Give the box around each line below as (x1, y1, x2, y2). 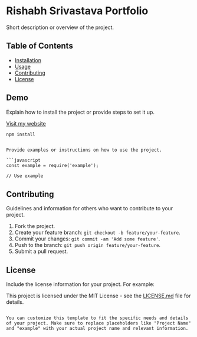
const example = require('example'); (6, 163, 99, 169)
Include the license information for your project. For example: (6, 281, 155, 288)
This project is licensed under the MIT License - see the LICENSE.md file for (6, 292, 191, 300)
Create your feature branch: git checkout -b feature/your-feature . (14, 229, 181, 236)
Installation (14, 56, 42, 63)
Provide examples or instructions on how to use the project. (6, 147, 162, 153)
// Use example (6, 173, 44, 179)
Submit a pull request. (14, 248, 68, 255)
